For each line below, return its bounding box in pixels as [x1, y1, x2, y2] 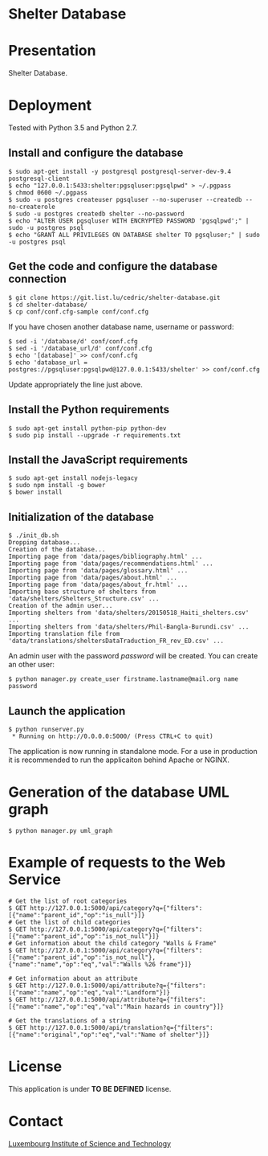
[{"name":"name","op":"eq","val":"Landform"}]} [8, 988, 171, 997]
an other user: [8, 660, 55, 670]
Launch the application [8, 704, 126, 718]
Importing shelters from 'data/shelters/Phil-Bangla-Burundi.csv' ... [8, 623, 250, 631]
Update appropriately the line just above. [8, 379, 143, 389]
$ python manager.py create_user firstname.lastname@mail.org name [8, 675, 239, 683]
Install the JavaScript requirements [8, 453, 189, 466]
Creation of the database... [8, 546, 106, 554]
